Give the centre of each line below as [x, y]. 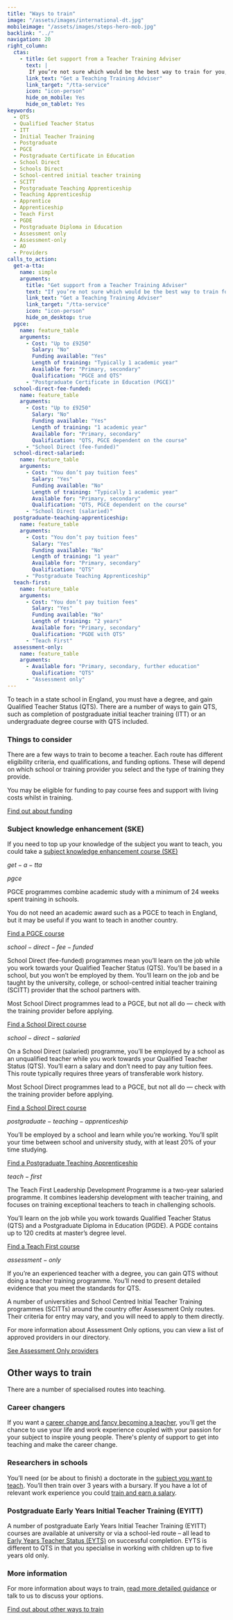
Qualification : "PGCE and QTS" [77, 375]
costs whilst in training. [40, 797]
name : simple [38, 272]
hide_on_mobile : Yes [55, 98]
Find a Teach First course [43, 1247]
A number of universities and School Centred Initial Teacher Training [105, 1302]
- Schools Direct [38, 169]
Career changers [36, 1407]
